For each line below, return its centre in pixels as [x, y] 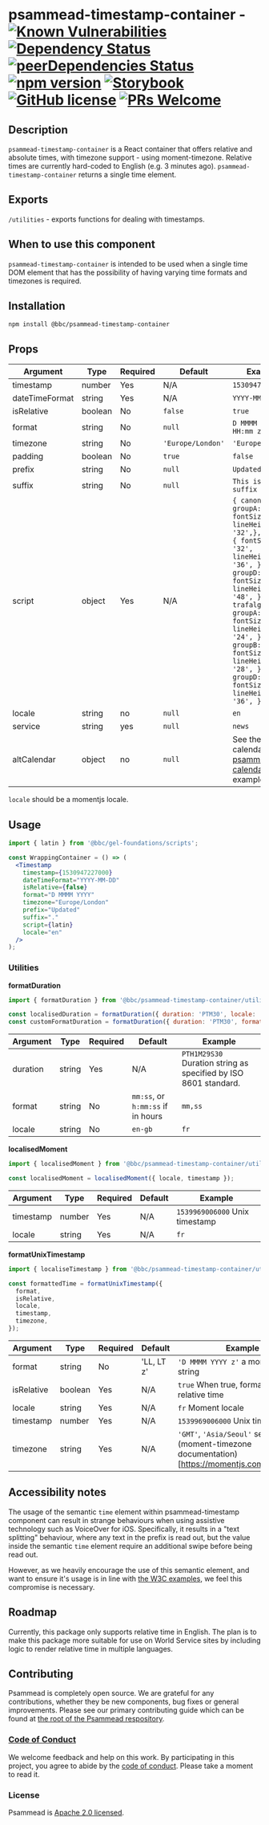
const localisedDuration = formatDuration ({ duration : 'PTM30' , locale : [132, 1014]
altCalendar [34, 760]
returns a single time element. [127, 175]
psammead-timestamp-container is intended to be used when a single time [128, 263]
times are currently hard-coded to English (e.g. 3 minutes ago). [112, 166]
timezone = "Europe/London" [66, 902]
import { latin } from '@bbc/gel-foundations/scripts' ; [103, 843]
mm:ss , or [149, 1096]
